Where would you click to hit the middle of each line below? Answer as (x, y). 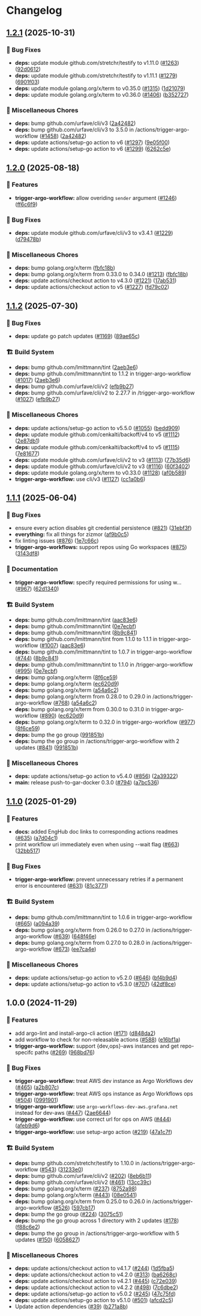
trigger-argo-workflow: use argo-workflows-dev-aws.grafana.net (96, 1106)
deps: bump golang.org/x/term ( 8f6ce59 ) (66, 678)
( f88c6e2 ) (27, 1227)
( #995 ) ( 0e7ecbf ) (36, 671)
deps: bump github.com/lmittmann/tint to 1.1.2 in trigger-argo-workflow (103, 374)
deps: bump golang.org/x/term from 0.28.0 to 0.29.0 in (83, 697)
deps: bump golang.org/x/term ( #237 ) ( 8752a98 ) (76, 1189)
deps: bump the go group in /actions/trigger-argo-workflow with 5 (97, 1233)
